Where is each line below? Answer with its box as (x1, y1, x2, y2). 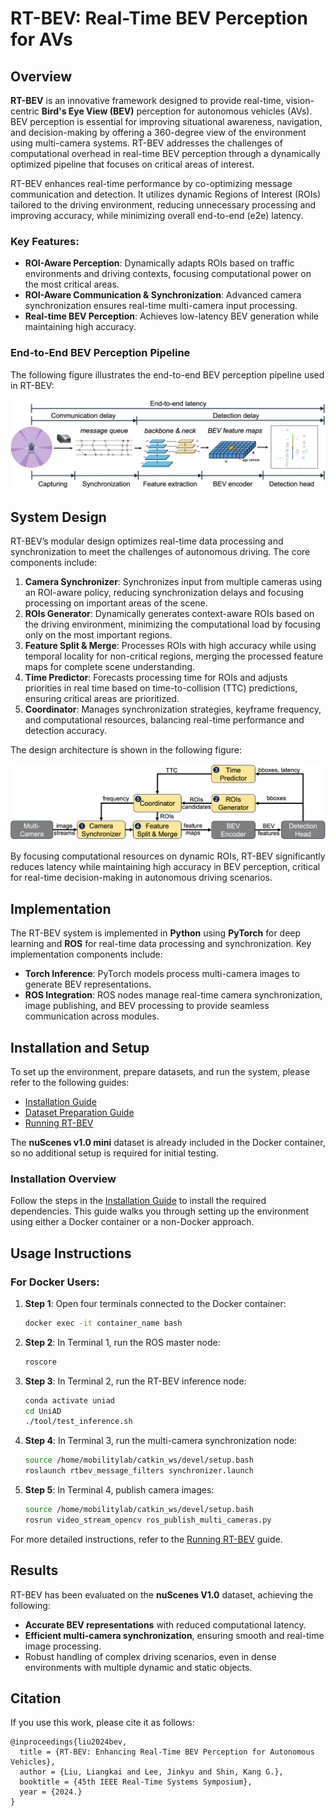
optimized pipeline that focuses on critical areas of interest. (10, 158, 255, 170)
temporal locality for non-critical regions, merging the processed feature (24, 650, 324, 662)
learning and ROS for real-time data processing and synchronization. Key (10, 938, 312, 950)
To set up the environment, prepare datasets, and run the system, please (10, 1065, 310, 1077)
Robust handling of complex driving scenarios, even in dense (24, 1650, 277, 1662)
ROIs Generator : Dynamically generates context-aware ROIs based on (24, 608, 315, 620)
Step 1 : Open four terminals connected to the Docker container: (24, 1297, 287, 1309)
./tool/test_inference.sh (24, 1417, 133, 1427)
